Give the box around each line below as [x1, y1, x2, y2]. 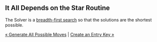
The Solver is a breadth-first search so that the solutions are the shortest [5, 17, 152, 22]
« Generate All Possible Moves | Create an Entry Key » [5, 31, 114, 37]
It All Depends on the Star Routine [5, 4, 110, 12]
